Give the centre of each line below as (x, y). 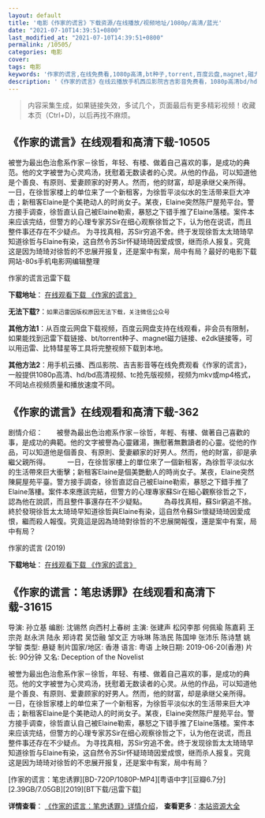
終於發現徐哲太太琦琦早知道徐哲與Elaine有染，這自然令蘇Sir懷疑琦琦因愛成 (129, 512)
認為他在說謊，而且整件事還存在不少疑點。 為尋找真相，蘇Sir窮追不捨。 (132, 501)
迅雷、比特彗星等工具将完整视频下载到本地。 (94, 348)
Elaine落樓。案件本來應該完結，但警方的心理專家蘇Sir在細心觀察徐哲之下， (129, 492)
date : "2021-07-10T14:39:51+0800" (65, 30)
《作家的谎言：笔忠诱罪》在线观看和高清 (106, 592)
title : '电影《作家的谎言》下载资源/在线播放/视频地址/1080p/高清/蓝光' (115, 23)
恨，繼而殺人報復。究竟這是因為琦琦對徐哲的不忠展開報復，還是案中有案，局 (132, 521)
